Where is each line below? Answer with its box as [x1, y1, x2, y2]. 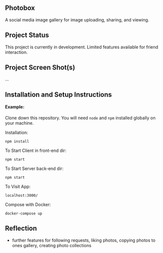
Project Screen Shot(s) [5, 63, 75, 72]
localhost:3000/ [5, 193, 38, 198]
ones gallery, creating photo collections [12, 242, 91, 248]
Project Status [5, 31, 50, 40]
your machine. [5, 120, 34, 126]
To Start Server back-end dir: [5, 166, 64, 171]
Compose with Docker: [5, 202, 51, 208]
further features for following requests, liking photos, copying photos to [12, 237, 156, 243]
